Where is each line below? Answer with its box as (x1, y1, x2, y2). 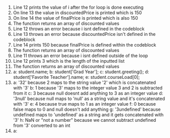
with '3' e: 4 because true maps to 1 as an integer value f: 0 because (13, 101, 156, 107)
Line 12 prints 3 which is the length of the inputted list (13, 58, 125, 64)
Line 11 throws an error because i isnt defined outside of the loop (13, 53, 148, 59)
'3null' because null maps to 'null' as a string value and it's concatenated (13, 96, 165, 102)
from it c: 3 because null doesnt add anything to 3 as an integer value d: (13, 90, 163, 96)
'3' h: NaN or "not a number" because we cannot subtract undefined (13, 117, 156, 123)
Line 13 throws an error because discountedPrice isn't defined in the (13, 31, 156, 37)
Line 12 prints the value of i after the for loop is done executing (13, 5, 144, 10)
